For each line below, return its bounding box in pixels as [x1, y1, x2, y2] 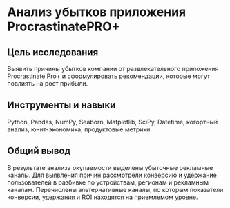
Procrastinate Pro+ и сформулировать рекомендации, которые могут [7, 72, 211, 80]
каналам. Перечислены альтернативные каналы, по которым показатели [7, 185, 224, 193]
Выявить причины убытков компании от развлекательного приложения [7, 65, 219, 73]
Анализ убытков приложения [7, 4, 186, 20]
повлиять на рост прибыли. [7, 79, 88, 87]
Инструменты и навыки [7, 100, 116, 111]
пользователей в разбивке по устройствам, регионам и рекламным [7, 178, 209, 187]
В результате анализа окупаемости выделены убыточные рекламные [7, 163, 213, 171]
